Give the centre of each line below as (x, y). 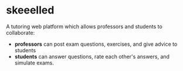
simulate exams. (34, 63)
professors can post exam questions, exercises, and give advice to (96, 44)
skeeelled (30, 10)
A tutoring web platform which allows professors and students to (84, 26)
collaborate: (21, 32)
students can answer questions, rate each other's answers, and (92, 56)
